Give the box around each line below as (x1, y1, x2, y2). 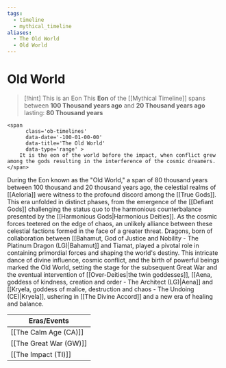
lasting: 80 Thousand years (23, 108, 103, 116)
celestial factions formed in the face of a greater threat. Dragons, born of (7, 227, 213, 235)
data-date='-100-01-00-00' (25, 134, 103, 140)
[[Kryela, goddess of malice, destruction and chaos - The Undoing (7, 285, 194, 293)
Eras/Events (28, 316, 70, 326)
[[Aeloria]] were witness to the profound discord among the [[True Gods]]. (7, 190, 217, 199)
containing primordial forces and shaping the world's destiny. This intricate (7, 248, 218, 257)
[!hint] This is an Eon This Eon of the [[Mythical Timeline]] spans (23, 94, 205, 102)
